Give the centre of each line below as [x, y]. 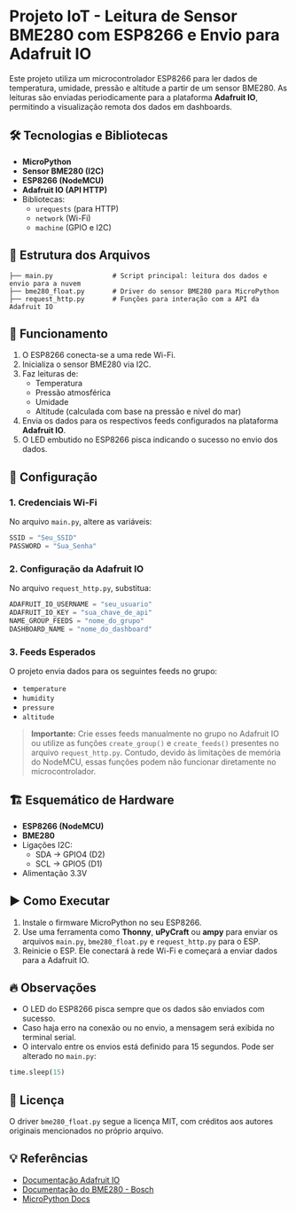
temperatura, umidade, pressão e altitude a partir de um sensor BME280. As [148, 88]
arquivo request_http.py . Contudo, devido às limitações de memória [156, 752]
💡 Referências [49, 1159]
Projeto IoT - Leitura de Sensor [123, 16]
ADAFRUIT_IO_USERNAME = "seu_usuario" [81, 604]
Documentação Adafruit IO [71, 1179]
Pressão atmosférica [73, 393]
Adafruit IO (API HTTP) [65, 190]
